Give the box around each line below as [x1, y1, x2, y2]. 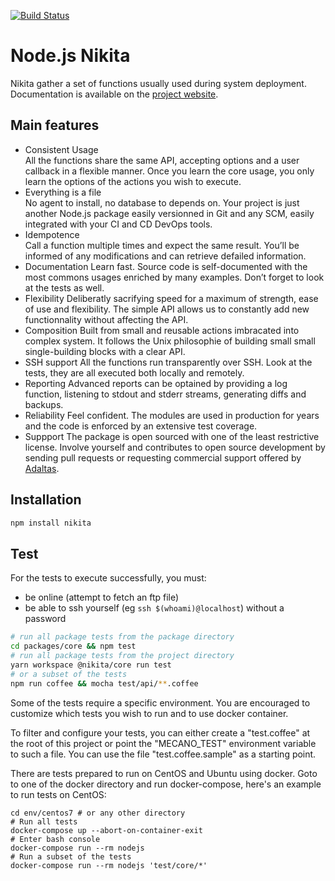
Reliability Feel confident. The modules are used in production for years [24, 409, 320, 421]
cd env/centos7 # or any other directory [10, 808, 186, 818]
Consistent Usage [24, 143, 99, 155]
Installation [10, 491, 82, 509]
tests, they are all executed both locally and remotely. [24, 366, 245, 379]
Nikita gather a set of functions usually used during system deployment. [10, 77, 307, 89]
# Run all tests [10, 816, 78, 827]
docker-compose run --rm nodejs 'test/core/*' [10, 860, 208, 870]
